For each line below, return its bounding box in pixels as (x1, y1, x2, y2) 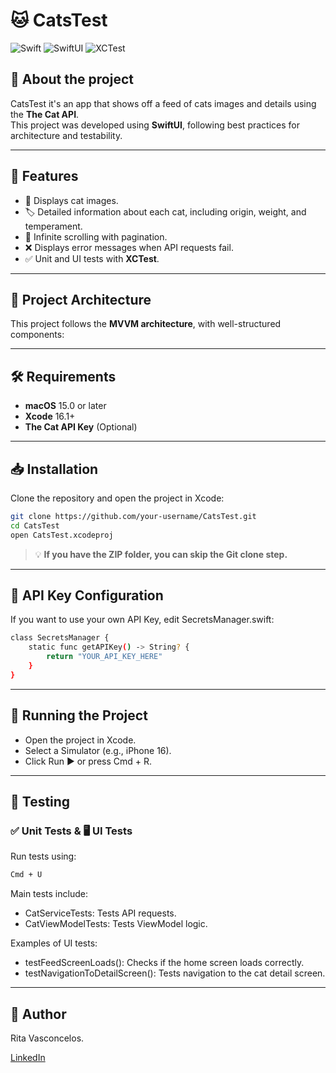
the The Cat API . (10, 108, 80, 120)
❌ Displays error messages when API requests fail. (24, 241, 234, 253)
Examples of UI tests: (10, 937, 98, 949)
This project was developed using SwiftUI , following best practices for (10, 119, 300, 131)
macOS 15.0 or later (24, 400, 107, 412)
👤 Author (10, 1005, 67, 1023)
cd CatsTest (10, 520, 60, 531)
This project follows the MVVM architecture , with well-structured (10, 318, 282, 330)
